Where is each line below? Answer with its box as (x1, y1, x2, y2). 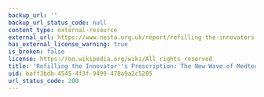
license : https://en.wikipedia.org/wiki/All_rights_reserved (8, 56, 213, 63)
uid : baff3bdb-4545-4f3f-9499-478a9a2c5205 (8, 70, 153, 77)
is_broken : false (8, 48, 65, 56)
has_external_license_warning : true (8, 41, 128, 48)
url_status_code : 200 (8, 77, 79, 84)
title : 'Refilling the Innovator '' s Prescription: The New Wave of (8, 63, 234, 70)
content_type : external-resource (8, 26, 118, 34)
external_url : (8, 33, 55, 41)
